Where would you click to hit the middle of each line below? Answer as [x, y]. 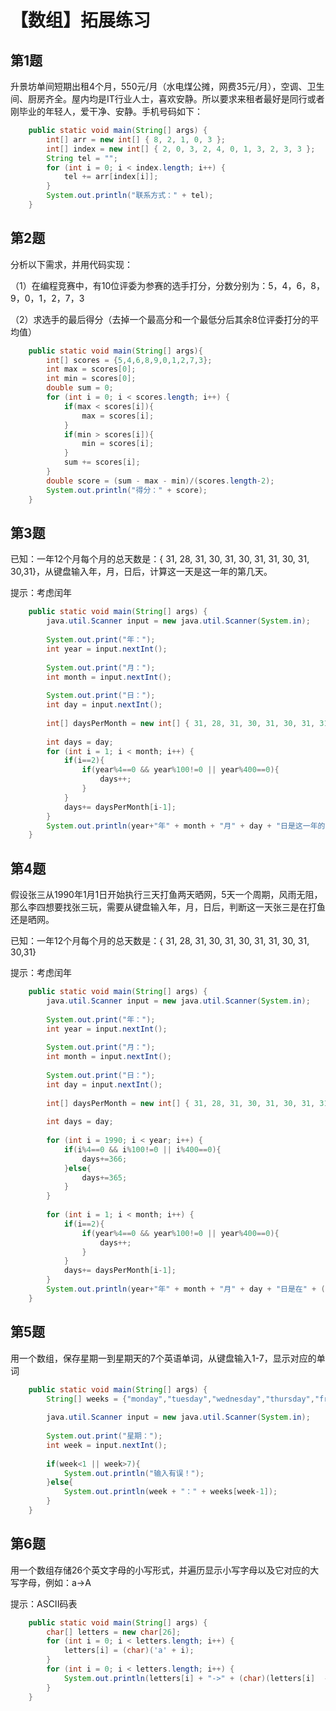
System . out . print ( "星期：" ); [104, 1436]
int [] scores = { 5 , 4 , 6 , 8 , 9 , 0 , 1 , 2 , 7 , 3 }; [129, 360]
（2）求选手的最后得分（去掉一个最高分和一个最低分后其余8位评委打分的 [160, 319]
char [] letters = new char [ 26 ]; [114, 1632]
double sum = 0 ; [80, 388]
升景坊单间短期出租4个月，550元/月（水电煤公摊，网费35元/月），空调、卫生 [167, 86]
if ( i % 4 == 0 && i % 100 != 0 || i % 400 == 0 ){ [142, 1149]
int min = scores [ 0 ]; [91, 379]
